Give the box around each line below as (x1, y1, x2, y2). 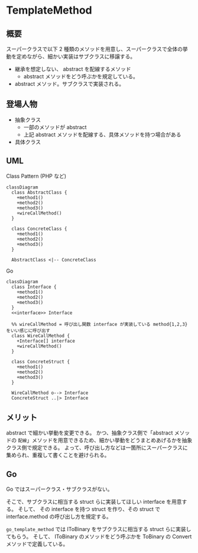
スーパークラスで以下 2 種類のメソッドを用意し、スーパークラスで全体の (6, 46, 183, 52)
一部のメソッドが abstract (23, 123, 87, 130)
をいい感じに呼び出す (6, 327, 50, 334)
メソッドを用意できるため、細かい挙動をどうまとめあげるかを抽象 (31, 437, 193, 444)
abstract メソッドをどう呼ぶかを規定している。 (23, 73, 139, 80)
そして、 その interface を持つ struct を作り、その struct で (17, 506, 161, 513)
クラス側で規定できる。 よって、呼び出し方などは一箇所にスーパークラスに (6, 444, 188, 451)
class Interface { (11, 284, 57, 290)
